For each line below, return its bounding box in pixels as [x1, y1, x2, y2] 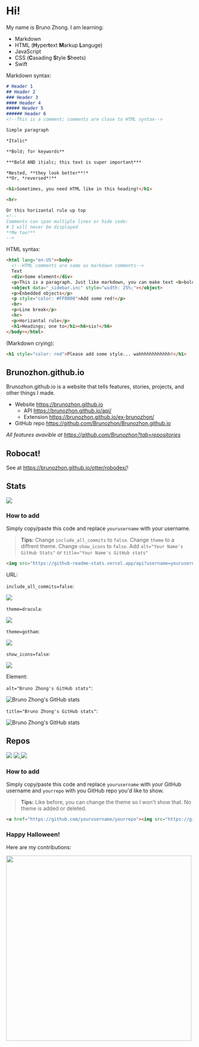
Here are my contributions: [6, 844, 72, 851]
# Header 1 [6, 83, 33, 89]
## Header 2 [6, 89, 36, 95]
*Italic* [6, 137, 28, 143]
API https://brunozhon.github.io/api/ [23, 407, 112, 414]
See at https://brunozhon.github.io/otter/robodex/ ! [6, 464, 129, 472]
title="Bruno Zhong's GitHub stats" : [6, 707, 98, 715]
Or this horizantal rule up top [6, 207, 86, 214]
